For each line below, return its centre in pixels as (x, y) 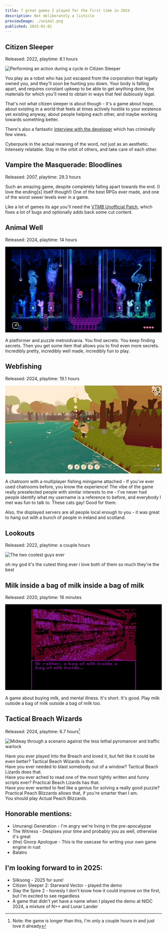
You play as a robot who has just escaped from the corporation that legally (82, 78)
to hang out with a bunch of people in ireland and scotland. (65, 517)
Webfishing (24, 367)
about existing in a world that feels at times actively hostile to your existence (83, 109)
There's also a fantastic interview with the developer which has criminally (80, 129)
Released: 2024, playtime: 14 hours (41, 240)
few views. (16, 135)
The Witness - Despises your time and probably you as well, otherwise (85, 831)
